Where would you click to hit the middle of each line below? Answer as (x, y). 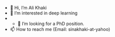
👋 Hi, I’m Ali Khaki (28, 8)
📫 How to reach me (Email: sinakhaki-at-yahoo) (60, 29)
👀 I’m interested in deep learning (44, 13)
